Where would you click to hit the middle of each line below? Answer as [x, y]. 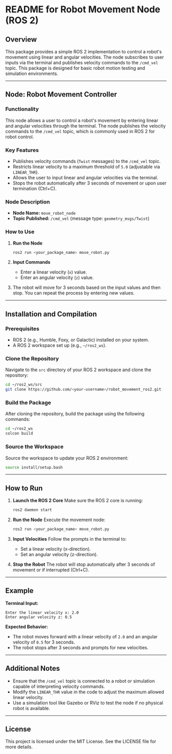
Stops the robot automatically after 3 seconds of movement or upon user [90, 183]
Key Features [22, 150]
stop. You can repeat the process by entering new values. [73, 293]
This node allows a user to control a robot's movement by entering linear [82, 120]
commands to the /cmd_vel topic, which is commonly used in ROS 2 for [80, 131]
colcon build [19, 434]
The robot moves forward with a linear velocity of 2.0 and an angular [85, 636]
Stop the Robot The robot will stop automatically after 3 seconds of [84, 564]
